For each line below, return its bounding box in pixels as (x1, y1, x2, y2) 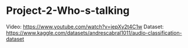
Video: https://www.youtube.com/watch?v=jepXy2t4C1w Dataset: (6, 23, 164, 30)
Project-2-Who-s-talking (6, 4, 130, 17)
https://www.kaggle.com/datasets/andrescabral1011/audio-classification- (6, 29, 182, 36)
